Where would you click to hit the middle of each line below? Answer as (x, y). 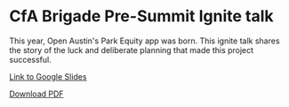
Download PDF (36, 94)
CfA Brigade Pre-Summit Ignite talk (141, 16)
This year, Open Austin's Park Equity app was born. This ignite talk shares (144, 41)
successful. (30, 59)
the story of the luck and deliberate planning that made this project (132, 50)
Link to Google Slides (48, 76)
